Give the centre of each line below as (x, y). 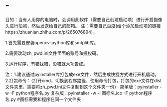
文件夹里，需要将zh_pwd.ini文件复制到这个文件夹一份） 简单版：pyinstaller (82, 87)
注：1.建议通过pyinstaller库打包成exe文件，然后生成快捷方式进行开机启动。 (82, 74)
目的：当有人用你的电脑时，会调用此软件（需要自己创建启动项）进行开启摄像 (84, 19)
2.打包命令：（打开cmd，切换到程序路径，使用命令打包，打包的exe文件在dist (83, 80)
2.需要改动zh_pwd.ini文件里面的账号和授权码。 (53, 53)
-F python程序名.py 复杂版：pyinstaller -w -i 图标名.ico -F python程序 (81, 93)
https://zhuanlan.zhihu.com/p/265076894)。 (51, 32)
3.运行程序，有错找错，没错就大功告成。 (47, 64)
